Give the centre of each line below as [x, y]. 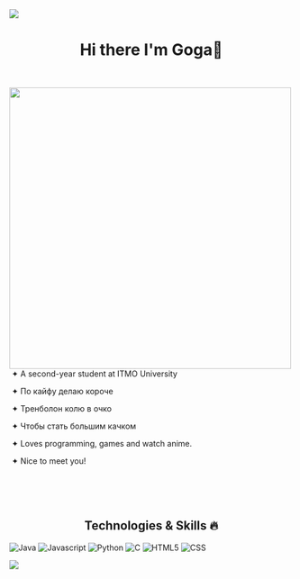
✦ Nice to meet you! [49, 461]
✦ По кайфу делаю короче [63, 391]
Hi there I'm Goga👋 [151, 50]
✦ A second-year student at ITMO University [95, 374]
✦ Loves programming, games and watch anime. [101, 443]
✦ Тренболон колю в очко [62, 408]
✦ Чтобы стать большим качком [74, 426]
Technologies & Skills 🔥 [151, 526]
